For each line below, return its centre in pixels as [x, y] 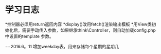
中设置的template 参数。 [29, 36]
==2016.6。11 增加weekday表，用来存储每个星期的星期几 [62, 46]
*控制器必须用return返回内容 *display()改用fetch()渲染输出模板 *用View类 [79, 24]
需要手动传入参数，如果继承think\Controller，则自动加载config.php [89, 30]
